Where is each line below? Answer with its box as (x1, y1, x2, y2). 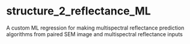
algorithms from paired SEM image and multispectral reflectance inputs (6, 30, 183, 37)
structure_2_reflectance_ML (6, 4, 152, 18)
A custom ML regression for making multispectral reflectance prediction (6, 24, 185, 31)
